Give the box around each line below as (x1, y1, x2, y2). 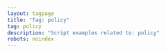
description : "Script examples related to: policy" (7, 29, 160, 36)
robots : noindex (7, 36, 54, 43)
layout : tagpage (7, 10, 54, 17)
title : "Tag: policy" (7, 17, 70, 23)
